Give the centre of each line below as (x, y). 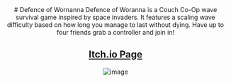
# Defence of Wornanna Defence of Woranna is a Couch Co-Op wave (115, 10)
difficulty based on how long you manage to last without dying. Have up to (115, 25)
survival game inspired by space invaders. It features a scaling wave (115, 17)
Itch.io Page (115, 55)
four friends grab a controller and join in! (115, 32)
